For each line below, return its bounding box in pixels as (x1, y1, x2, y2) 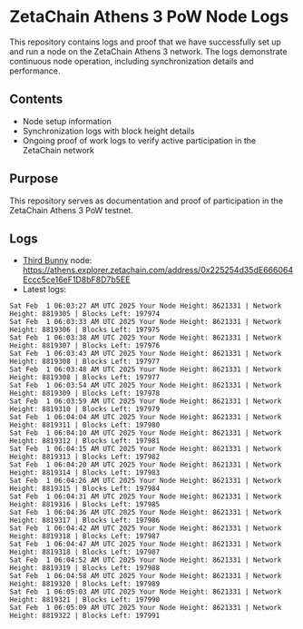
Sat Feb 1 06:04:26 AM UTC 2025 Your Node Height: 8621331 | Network (9, 477, 282, 486)
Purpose (9, 171, 59, 187)
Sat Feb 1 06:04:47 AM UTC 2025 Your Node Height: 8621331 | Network (9, 540, 282, 549)
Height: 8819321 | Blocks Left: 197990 (9, 595, 161, 604)
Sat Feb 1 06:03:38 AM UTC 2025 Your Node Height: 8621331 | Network (9, 333, 282, 342)
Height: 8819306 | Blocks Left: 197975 (9, 325, 161, 335)
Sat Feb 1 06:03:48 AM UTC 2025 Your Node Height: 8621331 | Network (9, 365, 282, 374)
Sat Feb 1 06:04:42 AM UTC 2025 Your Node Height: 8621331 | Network (9, 524, 282, 533)
